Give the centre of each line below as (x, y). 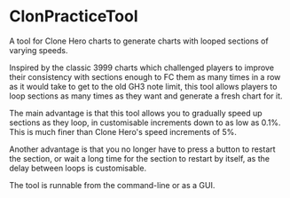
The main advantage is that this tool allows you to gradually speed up (136, 113)
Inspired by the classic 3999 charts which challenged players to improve (142, 67)
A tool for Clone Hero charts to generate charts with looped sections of (139, 41)
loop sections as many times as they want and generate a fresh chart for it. (146, 96)
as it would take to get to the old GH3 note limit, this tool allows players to (143, 86)
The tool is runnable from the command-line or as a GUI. (112, 185)
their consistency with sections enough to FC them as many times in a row (145, 76)
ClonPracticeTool (74, 16)
